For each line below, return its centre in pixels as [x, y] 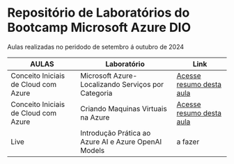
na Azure [95, 117]
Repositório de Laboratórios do [99, 13]
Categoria [96, 93]
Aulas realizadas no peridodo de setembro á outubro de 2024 [96, 47]
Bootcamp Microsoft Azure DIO [99, 27]
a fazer [188, 142]
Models [92, 150]
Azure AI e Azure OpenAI [121, 142]
